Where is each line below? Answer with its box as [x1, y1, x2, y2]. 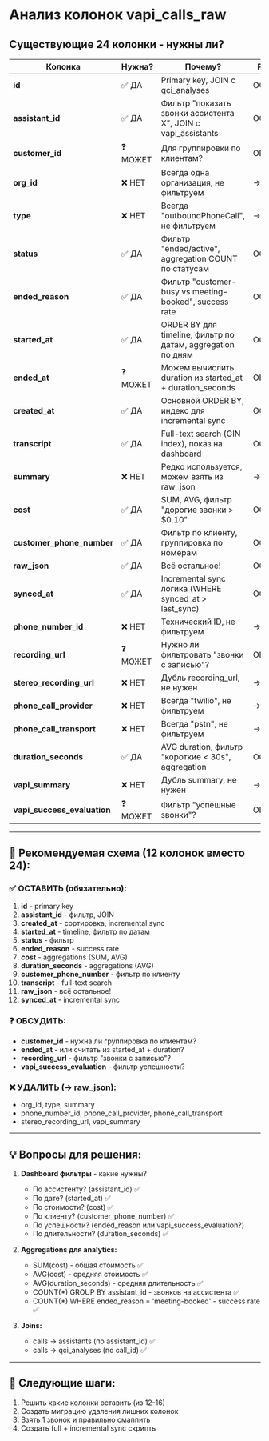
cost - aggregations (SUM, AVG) [20, 952, 129, 962]
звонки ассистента [160, 108, 235, 118]
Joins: [20, 1321, 42, 1331]
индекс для [160, 406, 206, 416]
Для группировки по [160, 142, 241, 154]
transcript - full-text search [20, 978, 113, 987]
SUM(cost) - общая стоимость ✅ [32, 1260, 144, 1270]
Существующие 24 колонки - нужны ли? [9, 38, 224, 51]
